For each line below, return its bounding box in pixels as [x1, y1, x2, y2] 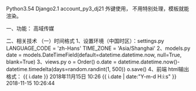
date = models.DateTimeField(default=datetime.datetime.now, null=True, [6, 52, 182, 58]
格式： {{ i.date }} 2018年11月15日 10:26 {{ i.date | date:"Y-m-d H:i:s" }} [6, 73, 177, 80]
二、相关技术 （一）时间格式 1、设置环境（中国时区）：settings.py [6, 38, 165, 44]
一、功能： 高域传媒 [6, 25, 54, 32]
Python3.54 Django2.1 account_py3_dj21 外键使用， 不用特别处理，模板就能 [6, 5, 190, 12]
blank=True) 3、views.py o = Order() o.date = [6, 58, 117, 65]
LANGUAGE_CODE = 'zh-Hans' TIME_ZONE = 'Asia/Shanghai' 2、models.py [6, 45, 191, 52]
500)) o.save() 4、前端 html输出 [112, 66, 190, 72]
